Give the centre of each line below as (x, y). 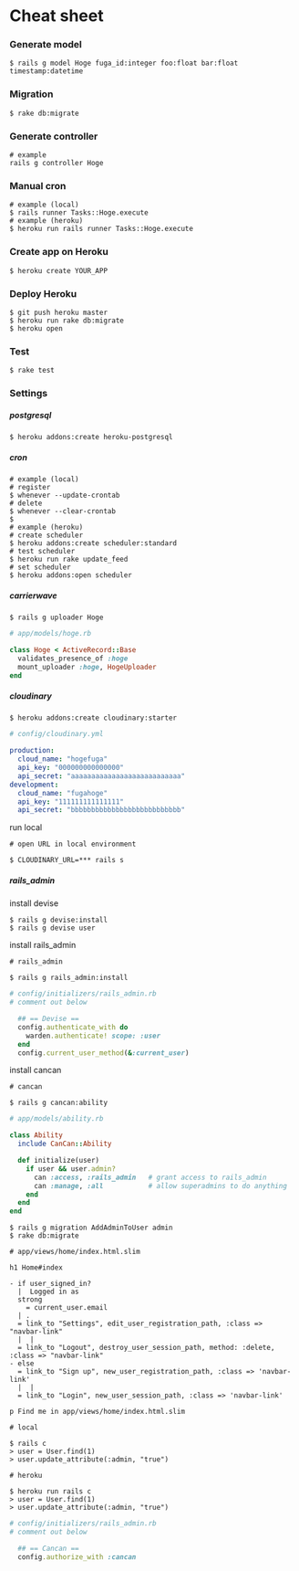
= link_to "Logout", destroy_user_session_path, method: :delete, (146, 1348)
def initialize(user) (59, 1161)
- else (22, 1364)
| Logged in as (48, 1292)
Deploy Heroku (43, 293)
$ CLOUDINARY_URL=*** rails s (67, 860)
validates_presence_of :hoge (73, 659)
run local (26, 828)
